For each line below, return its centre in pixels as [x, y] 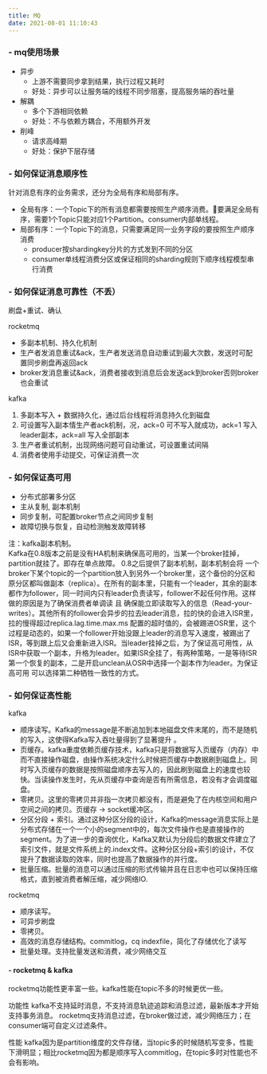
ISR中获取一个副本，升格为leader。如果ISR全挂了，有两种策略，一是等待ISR [133, 653]
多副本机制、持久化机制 [58, 343]
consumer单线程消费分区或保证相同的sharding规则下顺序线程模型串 [143, 259]
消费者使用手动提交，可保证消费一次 [79, 455]
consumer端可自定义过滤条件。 [60, 1025]
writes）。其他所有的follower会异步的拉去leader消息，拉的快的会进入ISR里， [133, 613]
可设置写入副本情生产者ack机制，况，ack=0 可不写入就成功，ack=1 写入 [138, 425]
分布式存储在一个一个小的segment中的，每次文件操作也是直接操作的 [132, 829]
